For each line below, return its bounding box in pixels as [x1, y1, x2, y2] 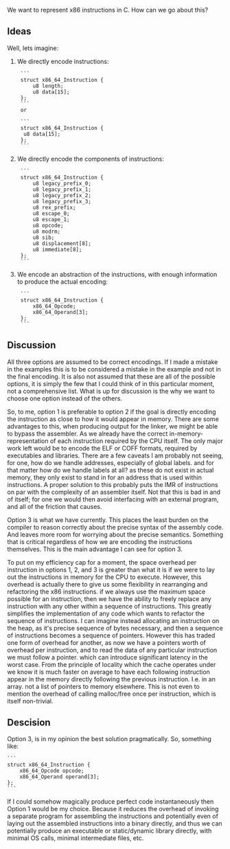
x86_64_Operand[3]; [32, 308, 89, 315]
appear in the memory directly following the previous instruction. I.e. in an [7, 675, 216, 683]
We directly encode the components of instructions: [16, 155, 165, 163]
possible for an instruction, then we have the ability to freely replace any [7, 594, 211, 603]
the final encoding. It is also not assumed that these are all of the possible [7, 372, 216, 381]
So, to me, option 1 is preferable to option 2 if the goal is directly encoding [7, 407, 216, 416]
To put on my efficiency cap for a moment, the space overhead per [7, 558, 197, 566]
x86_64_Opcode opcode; [19, 767, 84, 775]
